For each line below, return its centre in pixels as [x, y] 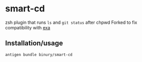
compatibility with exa [28, 27]
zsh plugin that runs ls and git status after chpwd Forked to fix [71, 22]
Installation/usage [34, 43]
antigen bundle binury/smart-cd [39, 55]
